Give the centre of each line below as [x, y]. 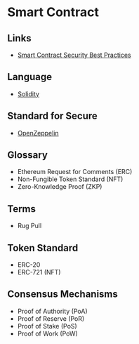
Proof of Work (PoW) [48, 333]
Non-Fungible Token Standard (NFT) [70, 179]
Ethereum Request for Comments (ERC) [75, 172]
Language [30, 77]
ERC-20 [29, 265]
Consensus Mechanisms [62, 295]
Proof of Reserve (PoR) [51, 318]
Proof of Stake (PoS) [47, 326]
